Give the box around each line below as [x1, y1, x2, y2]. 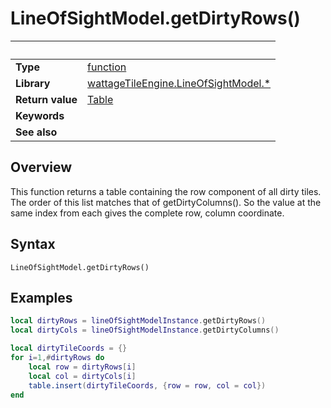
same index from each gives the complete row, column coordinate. [10, 207, 285, 219]
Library [15, 76, 51, 90]
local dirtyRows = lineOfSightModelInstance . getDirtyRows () [10, 316, 267, 326]
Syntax [10, 236, 56, 253]
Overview [10, 159, 73, 176]
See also [15, 125, 58, 139]
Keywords [15, 108, 65, 122]
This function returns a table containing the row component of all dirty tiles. [10, 185, 322, 197]
